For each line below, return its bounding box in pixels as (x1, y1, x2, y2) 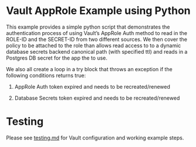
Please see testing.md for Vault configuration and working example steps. (6, 134, 184, 141)
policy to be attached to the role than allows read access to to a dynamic (6, 42, 181, 49)
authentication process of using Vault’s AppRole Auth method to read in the (6, 29, 187, 36)
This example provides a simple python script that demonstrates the (6, 23, 170, 30)
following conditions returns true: (6, 72, 86, 79)
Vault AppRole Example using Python (6, 4, 191, 17)
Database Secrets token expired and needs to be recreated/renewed (14, 94, 180, 101)
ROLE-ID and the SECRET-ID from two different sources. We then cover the (6, 36, 187, 43)
